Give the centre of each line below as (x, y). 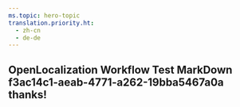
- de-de (28, 38)
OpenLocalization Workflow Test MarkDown (120, 69)
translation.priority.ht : (51, 23)
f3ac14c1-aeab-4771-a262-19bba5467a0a (116, 82)
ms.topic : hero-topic (44, 15)
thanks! (28, 95)
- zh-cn (28, 30)
